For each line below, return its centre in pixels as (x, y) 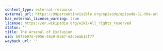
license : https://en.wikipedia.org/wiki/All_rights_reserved (68, 23)
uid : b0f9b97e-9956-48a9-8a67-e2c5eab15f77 (50, 37)
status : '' (16, 28)
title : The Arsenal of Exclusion (39, 32)
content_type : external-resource (39, 9)
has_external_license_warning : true (42, 18)
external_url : (19, 14)
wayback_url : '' (21, 41)
